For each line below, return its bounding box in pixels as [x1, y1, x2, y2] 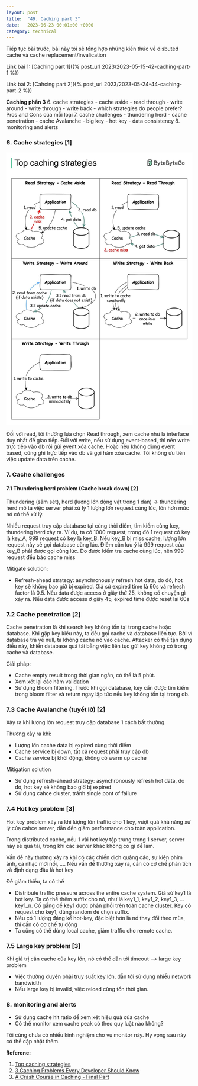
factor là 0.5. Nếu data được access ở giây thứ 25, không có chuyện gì [14, 589, 186, 596]
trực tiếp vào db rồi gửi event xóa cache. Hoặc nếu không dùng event [6, 443, 176, 450]
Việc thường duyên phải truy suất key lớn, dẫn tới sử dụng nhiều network [14, 973, 192, 980]
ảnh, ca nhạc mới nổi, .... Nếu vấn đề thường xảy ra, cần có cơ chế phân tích [6, 860, 191, 867]
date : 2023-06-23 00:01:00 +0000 [6, 22, 94, 28]
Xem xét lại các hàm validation [14, 678, 89, 685]
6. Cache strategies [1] [6, 139, 72, 147]
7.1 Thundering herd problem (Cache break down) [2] [6, 485, 139, 492]
